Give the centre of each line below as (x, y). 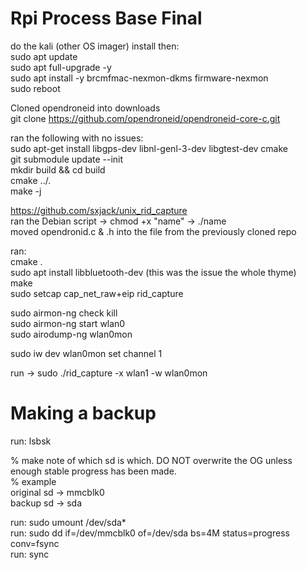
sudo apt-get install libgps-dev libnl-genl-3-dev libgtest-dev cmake (149, 148)
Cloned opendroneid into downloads (85, 108)
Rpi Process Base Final (106, 18)
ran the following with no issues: (77, 138)
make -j (26, 191)
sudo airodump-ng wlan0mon (71, 334)
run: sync (30, 554)
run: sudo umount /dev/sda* (68, 522)
